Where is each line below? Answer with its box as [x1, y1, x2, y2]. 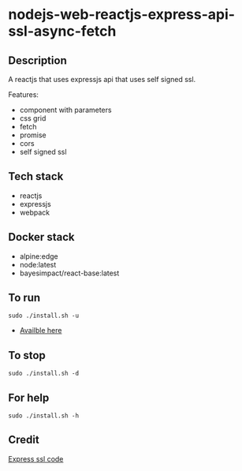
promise [19, 130, 47, 140]
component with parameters [19, 105, 112, 114]
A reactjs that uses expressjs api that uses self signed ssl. [8, 75, 196, 84]
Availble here [19, 326, 62, 335]
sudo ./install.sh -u [8, 312, 80, 320]
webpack [19, 207, 50, 217]
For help [8, 391, 50, 404]
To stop [8, 349, 46, 362]
